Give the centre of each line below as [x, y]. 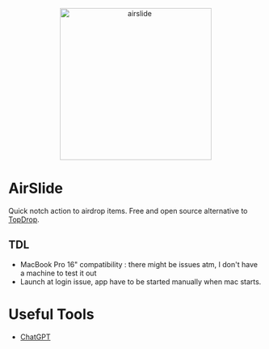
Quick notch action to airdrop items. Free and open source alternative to [128, 211]
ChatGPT [35, 337]
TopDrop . [24, 219]
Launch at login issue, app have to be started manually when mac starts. [141, 281]
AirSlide [36, 188]
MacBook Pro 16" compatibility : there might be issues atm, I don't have [139, 264]
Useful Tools [51, 314]
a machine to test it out [58, 273]
